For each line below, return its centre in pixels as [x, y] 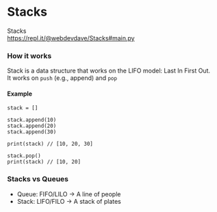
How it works [29, 55]
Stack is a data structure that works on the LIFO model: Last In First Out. [109, 71]
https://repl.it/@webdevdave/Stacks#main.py [71, 38]
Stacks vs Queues [38, 179]
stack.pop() [24, 156]
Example [20, 94]
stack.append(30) [32, 132]
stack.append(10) [32, 120]
